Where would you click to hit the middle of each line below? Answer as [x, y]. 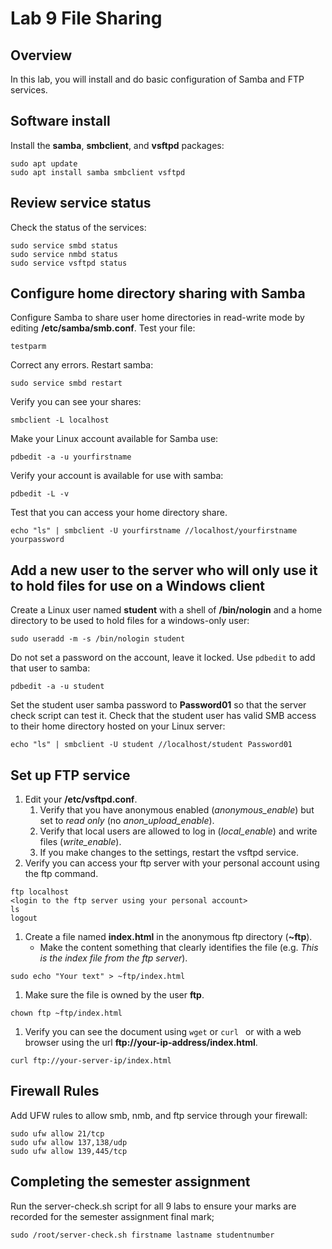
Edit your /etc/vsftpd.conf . [81, 799]
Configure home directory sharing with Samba [158, 293]
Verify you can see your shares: [76, 402]
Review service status [81, 203]
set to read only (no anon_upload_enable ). [127, 821]
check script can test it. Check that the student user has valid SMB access [163, 716]
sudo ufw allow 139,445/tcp [69, 1151]
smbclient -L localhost [60, 420]
